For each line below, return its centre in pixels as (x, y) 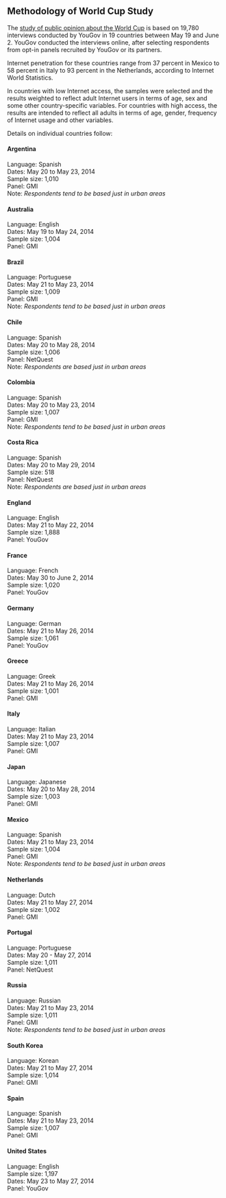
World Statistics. (30, 78)
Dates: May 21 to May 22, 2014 (51, 525)
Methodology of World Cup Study (80, 11)
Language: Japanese (37, 782)
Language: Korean (33, 1061)
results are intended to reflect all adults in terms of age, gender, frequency (112, 113)
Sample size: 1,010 (33, 179)
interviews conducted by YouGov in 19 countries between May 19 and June (113, 35)
